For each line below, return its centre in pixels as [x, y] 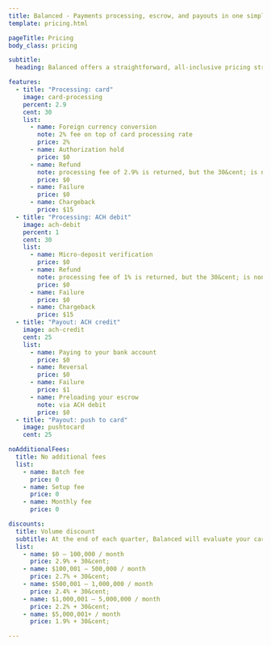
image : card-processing [63, 97]
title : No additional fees [61, 457]
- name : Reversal [59, 367]
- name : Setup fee [54, 487]
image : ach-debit [52, 224]
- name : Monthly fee [57, 502]
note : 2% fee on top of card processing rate [115, 135]
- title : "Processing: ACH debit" [73, 217]
